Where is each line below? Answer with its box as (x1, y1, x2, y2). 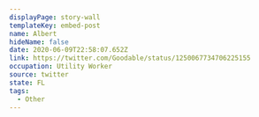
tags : (9, 86, 29, 95)
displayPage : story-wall (9, 12, 101, 22)
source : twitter (9, 70, 69, 79)
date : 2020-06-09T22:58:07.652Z (9, 46, 128, 55)
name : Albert (9, 29, 57, 38)
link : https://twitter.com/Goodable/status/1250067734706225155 (9, 54, 251, 62)
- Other (17, 94, 46, 104)
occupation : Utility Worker (9, 62, 113, 71)
